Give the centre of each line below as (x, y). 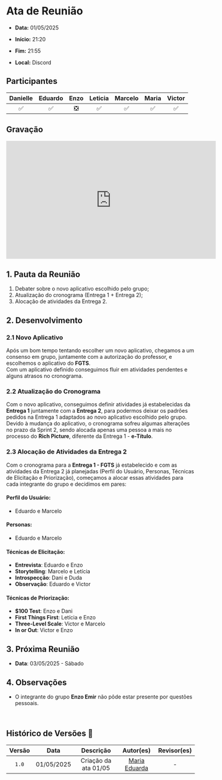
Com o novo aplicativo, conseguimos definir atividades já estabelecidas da (98, 404)
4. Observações (37, 682)
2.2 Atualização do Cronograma (53, 391)
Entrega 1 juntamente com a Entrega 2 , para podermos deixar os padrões (97, 411)
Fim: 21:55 (28, 51)
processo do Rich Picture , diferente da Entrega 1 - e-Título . (80, 436)
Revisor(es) (175, 750)
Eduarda (136, 768)
